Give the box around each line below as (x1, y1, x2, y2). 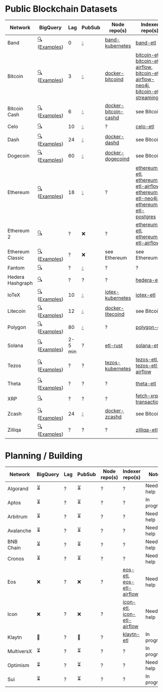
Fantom (7, 265, 25, 271)
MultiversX (7, 648, 33, 654)
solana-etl (135, 342, 160, 349)
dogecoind (105, 155, 130, 162)
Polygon (7, 324, 27, 331)
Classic (7, 254, 24, 261)
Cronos (7, 555, 24, 562)
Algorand (7, 485, 29, 492)
